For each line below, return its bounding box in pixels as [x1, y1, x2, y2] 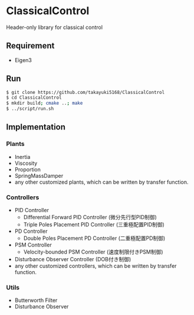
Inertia [14, 153, 31, 160]
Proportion [14, 165, 41, 173]
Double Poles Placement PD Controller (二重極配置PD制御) [23, 235, 166, 242]
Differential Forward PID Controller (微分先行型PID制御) [23, 214, 157, 221]
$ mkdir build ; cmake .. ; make [6, 100, 83, 106]
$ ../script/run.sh [6, 106, 54, 112]
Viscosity [14, 160, 38, 167]
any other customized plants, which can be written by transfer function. [14, 178, 189, 186]
